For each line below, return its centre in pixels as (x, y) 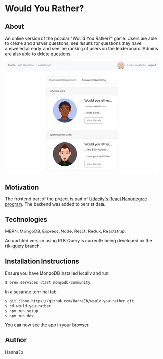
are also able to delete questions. (38, 54)
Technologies (26, 220)
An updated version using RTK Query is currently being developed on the (79, 241)
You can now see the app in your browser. (47, 325)
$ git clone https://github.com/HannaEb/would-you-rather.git (70, 301)
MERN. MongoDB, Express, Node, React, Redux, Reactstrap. (66, 231)
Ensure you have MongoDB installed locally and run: (57, 273)
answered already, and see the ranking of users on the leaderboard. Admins (81, 49)
